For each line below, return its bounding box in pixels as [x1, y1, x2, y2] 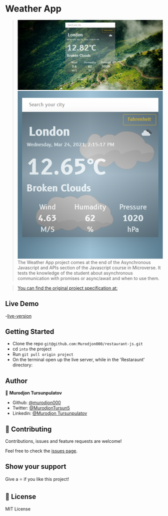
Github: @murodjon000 [12, 400, 61, 406]
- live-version [5, 313, 31, 319]
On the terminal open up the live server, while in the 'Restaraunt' [12, 357, 145, 363]
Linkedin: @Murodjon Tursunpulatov [12, 410, 87, 417]
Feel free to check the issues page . [5, 448, 77, 454]
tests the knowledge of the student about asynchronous [17, 270, 133, 276]
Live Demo [5, 300, 39, 308]
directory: [12, 362, 33, 368]
